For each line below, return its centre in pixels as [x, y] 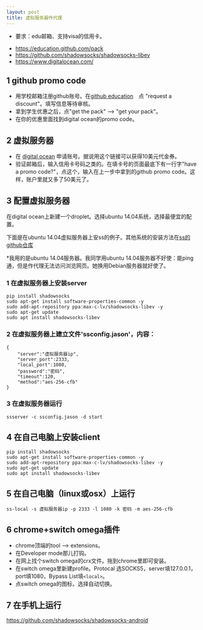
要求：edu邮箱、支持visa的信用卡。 [60, 36]
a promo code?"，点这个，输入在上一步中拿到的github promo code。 [102, 172]
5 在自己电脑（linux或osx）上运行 [71, 494]
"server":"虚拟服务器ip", [48, 354]
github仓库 [20, 245]
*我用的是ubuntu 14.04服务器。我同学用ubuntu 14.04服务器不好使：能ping [100, 258]
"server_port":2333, [44, 359]
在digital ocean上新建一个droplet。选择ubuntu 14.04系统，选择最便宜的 [97, 216]
